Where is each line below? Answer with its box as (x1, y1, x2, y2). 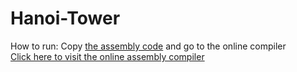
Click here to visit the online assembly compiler (10, 50, 205, 62)
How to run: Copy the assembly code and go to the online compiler (10, 40, 287, 52)
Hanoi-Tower (10, 7, 121, 30)
